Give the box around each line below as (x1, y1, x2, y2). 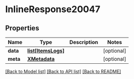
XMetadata (27, 56, 55, 62)
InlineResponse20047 (5, 4, 101, 15)
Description (69, 39, 99, 46)
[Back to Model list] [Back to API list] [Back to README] (5, 68, 121, 74)
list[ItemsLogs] (27, 47, 65, 54)
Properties (5, 24, 39, 32)
